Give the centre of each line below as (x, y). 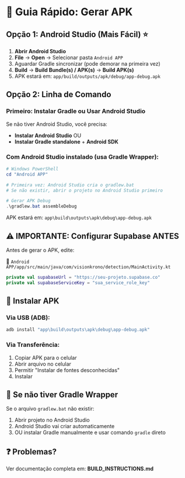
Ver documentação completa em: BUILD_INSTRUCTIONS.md (80, 469)
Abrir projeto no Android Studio (52, 420)
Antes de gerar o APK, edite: (40, 250)
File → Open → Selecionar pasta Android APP (69, 57)
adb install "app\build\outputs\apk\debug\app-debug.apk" (78, 330)
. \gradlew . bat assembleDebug (41, 206)
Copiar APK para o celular (46, 357)
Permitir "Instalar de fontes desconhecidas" (67, 370)
